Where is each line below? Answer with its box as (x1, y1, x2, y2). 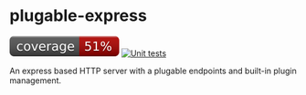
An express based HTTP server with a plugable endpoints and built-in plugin (9, 65, 297, 76)
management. (9, 74, 62, 86)
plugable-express (9, 5, 148, 26)
